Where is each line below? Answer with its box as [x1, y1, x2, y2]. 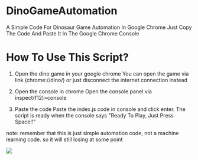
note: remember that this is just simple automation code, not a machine [6, 129, 179, 136]
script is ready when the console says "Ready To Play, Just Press [14, 112, 174, 119]
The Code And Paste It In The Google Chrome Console [6, 30, 139, 37]
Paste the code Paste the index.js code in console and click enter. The [14, 105, 186, 113]
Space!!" [14, 118, 37, 125]
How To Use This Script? [6, 51, 129, 64]
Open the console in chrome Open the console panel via [14, 87, 152, 95]
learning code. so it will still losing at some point [6, 136, 123, 143]
